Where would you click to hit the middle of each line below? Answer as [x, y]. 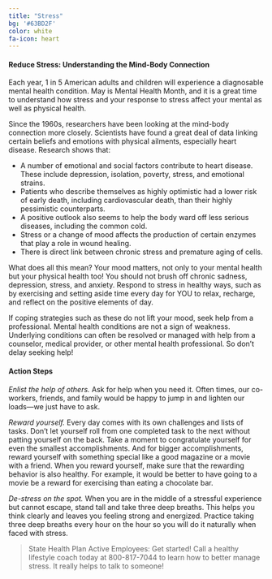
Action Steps [31, 371]
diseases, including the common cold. [84, 226]
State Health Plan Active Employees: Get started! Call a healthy [134, 548]
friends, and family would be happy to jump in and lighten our [142, 398]
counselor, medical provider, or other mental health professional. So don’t [131, 344]
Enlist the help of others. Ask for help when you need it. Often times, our [129, 389]
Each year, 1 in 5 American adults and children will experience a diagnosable [136, 83]
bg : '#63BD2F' [32, 24]
